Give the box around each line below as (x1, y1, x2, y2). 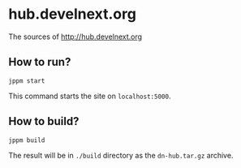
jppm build (8, 136, 45, 144)
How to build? (8, 114, 80, 128)
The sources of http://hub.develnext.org (8, 32, 143, 41)
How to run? (8, 55, 71, 69)
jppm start (8, 76, 45, 85)
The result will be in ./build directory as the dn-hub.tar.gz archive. (8, 150, 234, 160)
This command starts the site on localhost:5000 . (8, 91, 171, 101)
